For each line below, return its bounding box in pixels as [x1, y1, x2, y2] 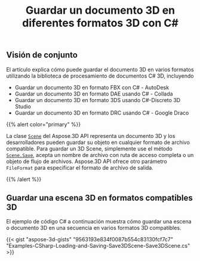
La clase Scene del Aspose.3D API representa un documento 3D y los [6, 132, 176, 139]
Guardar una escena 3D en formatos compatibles [6, 193, 193, 203]
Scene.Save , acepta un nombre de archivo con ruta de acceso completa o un [6, 151, 194, 158]
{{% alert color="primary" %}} [6, 121, 81, 128]
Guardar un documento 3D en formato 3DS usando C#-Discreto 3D [14, 96, 181, 103]
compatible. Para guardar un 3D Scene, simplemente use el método [6, 145, 173, 152]
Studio [14, 103, 31, 110]
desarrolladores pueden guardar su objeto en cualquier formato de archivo [6, 139, 190, 146]
